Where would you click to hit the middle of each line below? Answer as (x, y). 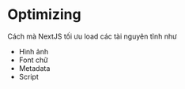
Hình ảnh (34, 51)
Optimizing (44, 15)
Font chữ (33, 60)
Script (28, 76)
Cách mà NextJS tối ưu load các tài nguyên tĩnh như (92, 36)
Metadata (34, 68)
